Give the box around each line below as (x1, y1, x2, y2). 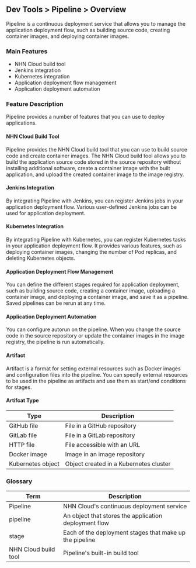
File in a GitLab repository (65, 431, 135, 439)
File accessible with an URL (65, 440, 141, 449)
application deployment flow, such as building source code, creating (6, 26, 170, 33)
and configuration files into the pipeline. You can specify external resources (6, 371, 188, 378)
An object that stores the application (63, 512, 162, 520)
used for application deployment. (6, 209, 86, 216)
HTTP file (9, 440, 35, 449)
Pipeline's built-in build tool (63, 549, 139, 557)
